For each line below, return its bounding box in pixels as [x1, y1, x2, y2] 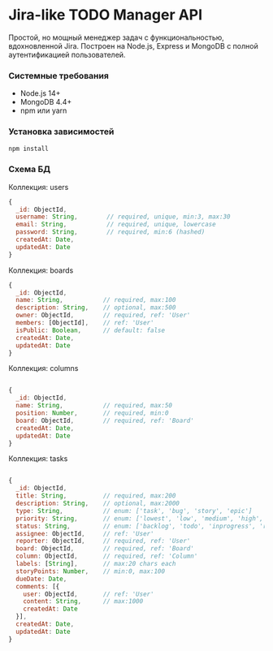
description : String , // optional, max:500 [15, 304, 176, 312]
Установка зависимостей [8, 126, 115, 137]
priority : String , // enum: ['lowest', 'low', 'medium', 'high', [15, 514, 264, 523]
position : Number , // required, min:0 [15, 409, 169, 417]
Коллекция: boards [8, 265, 74, 275]
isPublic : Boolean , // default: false [15, 326, 165, 334]
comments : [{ [15, 582, 60, 590]
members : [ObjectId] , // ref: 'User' [15, 319, 154, 327]
